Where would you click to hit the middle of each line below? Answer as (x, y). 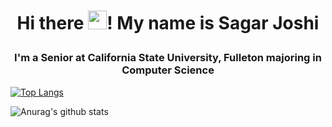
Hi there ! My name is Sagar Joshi (168, 23)
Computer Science (168, 70)
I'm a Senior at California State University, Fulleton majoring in (168, 58)
